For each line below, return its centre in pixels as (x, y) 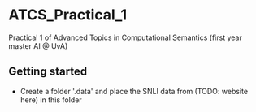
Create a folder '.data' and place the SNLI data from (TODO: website (134, 91)
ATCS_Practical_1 (68, 15)
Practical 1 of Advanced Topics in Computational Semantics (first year (125, 37)
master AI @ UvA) (38, 45)
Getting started (48, 72)
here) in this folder (51, 100)
